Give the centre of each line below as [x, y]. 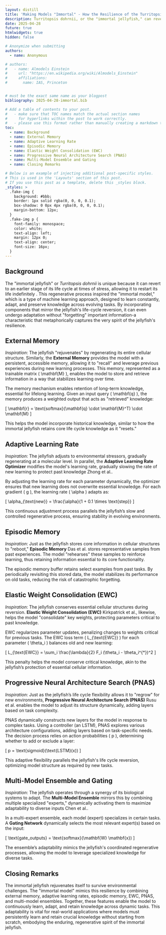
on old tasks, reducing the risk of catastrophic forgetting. [63, 579]
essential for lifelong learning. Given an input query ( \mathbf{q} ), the [76, 394]
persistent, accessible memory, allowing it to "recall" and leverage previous [82, 363]
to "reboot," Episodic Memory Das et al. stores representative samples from [83, 549]
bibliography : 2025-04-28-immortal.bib [46, 100]
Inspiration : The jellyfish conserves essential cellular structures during [77, 607]
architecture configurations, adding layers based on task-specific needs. [79, 730]
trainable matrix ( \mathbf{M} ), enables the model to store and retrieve [77, 374]
